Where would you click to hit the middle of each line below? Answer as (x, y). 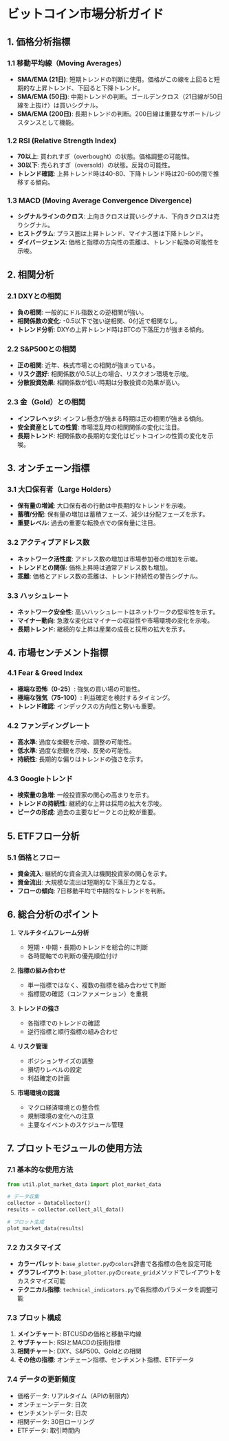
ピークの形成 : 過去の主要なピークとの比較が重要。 (88, 812)
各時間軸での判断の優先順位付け (73, 955)
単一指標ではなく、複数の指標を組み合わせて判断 (97, 985)
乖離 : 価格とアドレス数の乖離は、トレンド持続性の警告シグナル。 (109, 576)
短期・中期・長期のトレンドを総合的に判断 (88, 947)
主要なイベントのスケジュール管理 (75, 1124)
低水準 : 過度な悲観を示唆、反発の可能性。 (76, 751)
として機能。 (59, 122)
